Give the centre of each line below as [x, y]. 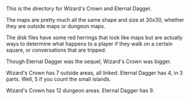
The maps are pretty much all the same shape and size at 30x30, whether [95, 20]
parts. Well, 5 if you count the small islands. [59, 79]
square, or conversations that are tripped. [56, 50]
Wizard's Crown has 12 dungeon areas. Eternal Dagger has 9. [80, 90]
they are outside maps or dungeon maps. [56, 26]
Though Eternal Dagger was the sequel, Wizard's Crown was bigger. [89, 61]
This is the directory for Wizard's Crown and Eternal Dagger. [79, 9]
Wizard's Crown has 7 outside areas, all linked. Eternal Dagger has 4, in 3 [94, 73]
